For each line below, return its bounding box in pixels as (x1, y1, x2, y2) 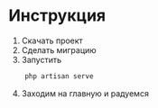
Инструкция (8, 5, 106, 26)
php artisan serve (24, 71, 94, 81)
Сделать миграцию (21, 44, 97, 55)
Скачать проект (21, 35, 83, 46)
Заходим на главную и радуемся (21, 87, 150, 99)
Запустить (21, 54, 62, 65)
